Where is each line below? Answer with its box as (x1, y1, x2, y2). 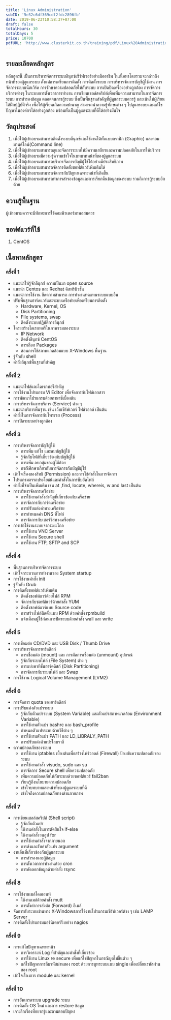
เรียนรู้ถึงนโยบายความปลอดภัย (20, 779, 72, 785)
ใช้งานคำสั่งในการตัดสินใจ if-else (20, 826, 78, 832)
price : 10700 (6, 36, 33, 41)
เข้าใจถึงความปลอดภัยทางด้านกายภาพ (20, 790, 83, 796)
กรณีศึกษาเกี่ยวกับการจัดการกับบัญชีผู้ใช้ (20, 465, 87, 471)
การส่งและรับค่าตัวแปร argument (20, 844, 79, 850)
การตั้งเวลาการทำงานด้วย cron (20, 860, 73, 867)
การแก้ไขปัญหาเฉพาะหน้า (13, 944, 55, 950)
